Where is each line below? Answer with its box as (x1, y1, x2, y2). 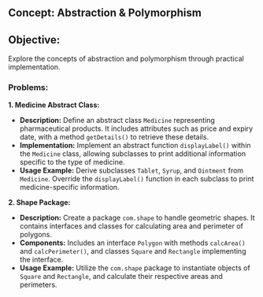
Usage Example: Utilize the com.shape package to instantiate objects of (19, 263, 250, 273)
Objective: (8, 33, 61, 46)
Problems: (8, 82, 49, 93)
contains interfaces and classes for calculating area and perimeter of (19, 221, 244, 231)
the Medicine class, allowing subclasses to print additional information (19, 149, 246, 158)
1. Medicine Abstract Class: (8, 100, 100, 110)
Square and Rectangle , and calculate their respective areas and (19, 271, 223, 280)
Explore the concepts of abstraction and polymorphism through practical (8, 54, 244, 64)
